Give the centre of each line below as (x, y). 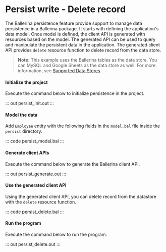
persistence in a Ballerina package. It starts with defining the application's (82, 28)
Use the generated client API (36, 185)
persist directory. (24, 131)
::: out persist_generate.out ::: (36, 174)
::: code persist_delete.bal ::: (35, 212)
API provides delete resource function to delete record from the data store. (83, 50)
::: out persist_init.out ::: (30, 103)
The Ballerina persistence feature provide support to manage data (74, 23)
